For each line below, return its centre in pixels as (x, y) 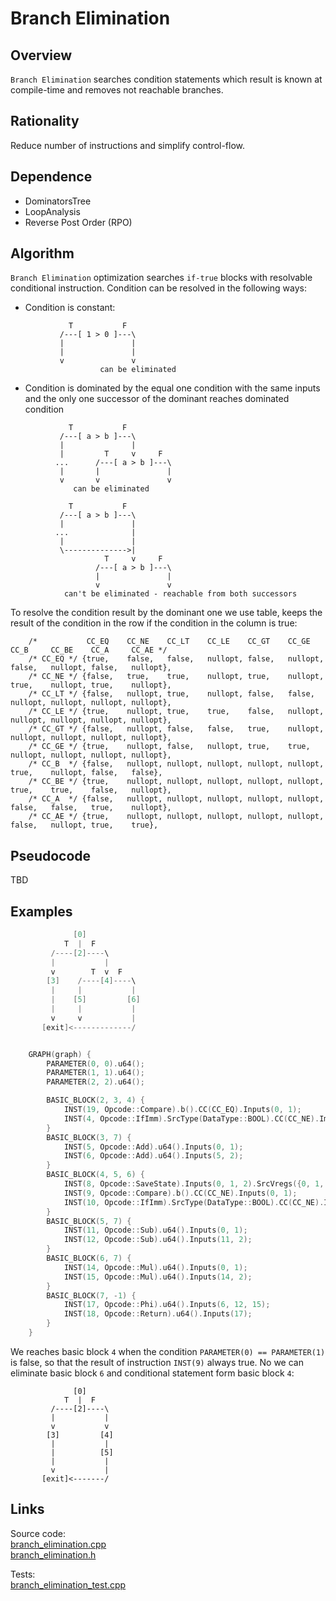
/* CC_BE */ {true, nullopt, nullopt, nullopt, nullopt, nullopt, (176, 782)
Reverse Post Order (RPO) (78, 222)
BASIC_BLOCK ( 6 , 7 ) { (89, 1258)
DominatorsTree (58, 201)
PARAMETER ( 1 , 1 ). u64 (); (95, 1073)
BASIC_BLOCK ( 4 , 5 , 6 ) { (95, 1175)
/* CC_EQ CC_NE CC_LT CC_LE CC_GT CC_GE (169, 642)
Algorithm (42, 253)
